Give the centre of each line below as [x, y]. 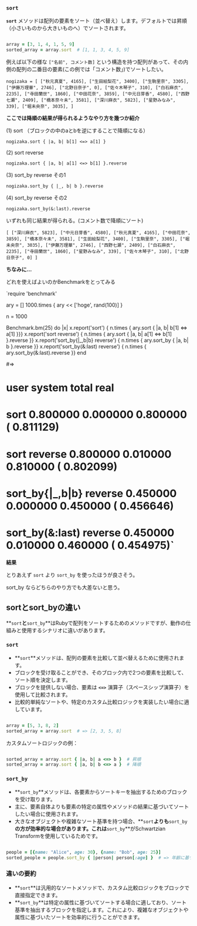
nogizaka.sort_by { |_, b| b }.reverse [55, 186]
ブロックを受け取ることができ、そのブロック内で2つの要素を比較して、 [101, 672]
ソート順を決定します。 [43, 680]
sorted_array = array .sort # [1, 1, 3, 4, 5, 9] [68, 50]
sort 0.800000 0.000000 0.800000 [97, 415]
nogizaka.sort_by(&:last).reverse [48, 209]
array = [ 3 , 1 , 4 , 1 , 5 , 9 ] [40, 45]
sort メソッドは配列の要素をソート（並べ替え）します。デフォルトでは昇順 [97, 21]
